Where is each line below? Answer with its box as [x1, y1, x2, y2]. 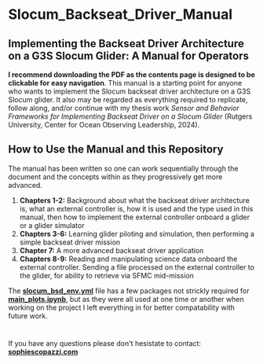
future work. [8, 311, 49, 320]
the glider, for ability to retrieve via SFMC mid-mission [19, 270, 195, 280]
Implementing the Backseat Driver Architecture [8, 37, 245, 50]
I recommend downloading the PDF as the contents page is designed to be [8, 70, 255, 79]
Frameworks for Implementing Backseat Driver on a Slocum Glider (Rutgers [8, 112, 253, 121]
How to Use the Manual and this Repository [8, 143, 224, 156]
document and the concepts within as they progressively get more [8, 171, 223, 182]
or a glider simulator [19, 220, 85, 230]
